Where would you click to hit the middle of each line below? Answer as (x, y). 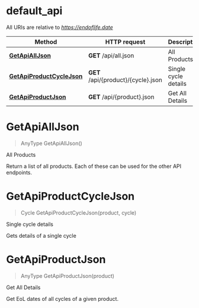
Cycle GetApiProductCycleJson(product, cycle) (78, 213)
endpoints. (19, 172)
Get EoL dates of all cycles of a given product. (62, 299)
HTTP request (125, 41)
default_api (34, 11)
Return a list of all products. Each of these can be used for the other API (94, 166)
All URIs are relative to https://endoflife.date (60, 27)
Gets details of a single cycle (41, 235)
